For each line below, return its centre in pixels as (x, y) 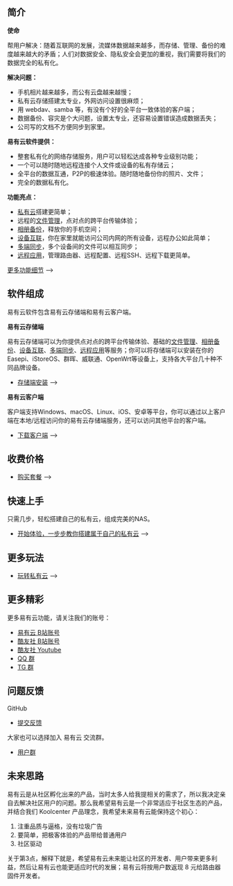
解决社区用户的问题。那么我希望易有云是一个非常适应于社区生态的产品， (122, 803)
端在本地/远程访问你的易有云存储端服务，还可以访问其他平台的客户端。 (109, 420)
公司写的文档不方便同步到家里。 (63, 126)
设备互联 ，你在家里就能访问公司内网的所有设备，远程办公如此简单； (114, 237)
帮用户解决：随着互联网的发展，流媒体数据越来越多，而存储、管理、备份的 (113, 45)
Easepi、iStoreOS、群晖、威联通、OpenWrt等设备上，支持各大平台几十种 (112, 359)
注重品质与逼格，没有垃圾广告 (60, 826)
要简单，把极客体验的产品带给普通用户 (72, 835)
